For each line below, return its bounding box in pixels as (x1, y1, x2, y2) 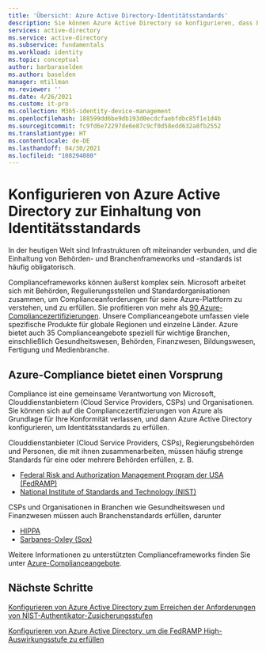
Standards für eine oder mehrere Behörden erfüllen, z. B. (8, 455, 194, 464)
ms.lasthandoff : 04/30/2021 (8, 144, 101, 152)
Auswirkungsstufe (8, 635, 68, 644)
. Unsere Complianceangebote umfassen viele (98, 311, 249, 321)
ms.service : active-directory (8, 33, 108, 42)
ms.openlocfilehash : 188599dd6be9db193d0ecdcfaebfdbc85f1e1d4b (8, 115, 222, 123)
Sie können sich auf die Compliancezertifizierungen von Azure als (8, 406, 223, 415)
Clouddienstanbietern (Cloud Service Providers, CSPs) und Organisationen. (8, 398, 255, 406)
